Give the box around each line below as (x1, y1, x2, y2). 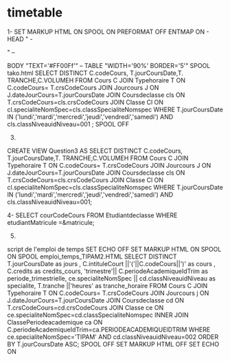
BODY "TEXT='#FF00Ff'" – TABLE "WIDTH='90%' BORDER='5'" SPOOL (7, 61, 211, 69)
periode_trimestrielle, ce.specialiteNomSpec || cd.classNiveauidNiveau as (7, 274, 216, 283)
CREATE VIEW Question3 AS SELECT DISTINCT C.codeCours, (7, 146, 183, 155)
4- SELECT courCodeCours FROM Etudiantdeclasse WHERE (7, 211, 178, 219)
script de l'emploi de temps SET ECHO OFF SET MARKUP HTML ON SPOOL (7, 245, 222, 253)
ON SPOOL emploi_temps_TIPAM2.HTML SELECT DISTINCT (7, 252, 177, 261)
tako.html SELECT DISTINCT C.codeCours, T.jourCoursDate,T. (7, 69, 184, 77)
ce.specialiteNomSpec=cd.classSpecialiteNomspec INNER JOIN (7, 311, 189, 319)
